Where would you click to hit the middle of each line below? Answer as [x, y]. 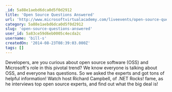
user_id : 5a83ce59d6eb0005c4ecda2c [43, 34]
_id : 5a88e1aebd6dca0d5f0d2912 [39, 10]
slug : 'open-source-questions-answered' [49, 29]
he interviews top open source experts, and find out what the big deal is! [82, 84]
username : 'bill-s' [26, 39]
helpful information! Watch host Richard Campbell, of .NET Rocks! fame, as [84, 78]
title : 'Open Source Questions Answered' [50, 15]
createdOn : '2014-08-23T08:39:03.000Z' [48, 43]
